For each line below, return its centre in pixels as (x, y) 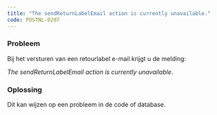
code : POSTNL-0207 (33, 20)
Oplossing (25, 90)
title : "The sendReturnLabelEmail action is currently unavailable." (109, 13)
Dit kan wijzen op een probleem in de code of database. (86, 105)
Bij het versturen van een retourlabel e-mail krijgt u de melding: (97, 58)
